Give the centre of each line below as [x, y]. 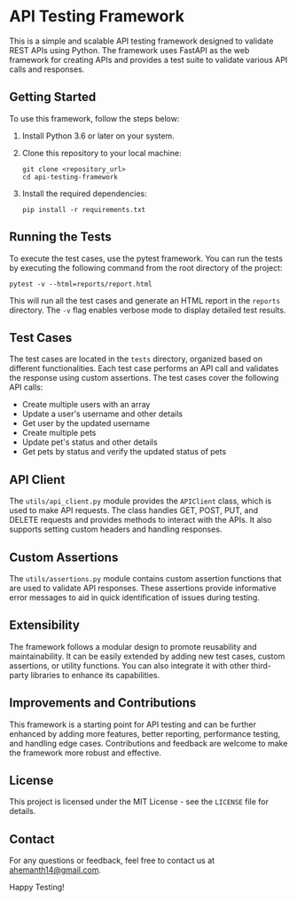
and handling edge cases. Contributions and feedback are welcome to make [148, 743]
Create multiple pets [59, 433]
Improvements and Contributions [103, 703]
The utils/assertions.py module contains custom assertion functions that [145, 578]
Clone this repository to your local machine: [102, 153]
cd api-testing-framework [70, 177]
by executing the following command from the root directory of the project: [146, 267]
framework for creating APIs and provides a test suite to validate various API [148, 59]
